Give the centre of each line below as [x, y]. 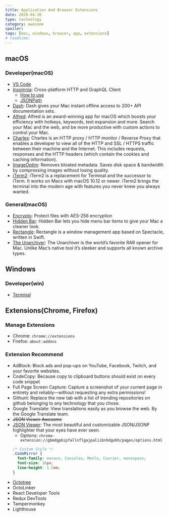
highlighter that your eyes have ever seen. [56, 430]
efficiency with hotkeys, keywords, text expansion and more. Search [83, 121]
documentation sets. [34, 111]
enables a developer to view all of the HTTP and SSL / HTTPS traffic [83, 143]
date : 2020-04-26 [23, 15]
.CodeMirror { [27, 454]
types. [19, 253]
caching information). [35, 159]
